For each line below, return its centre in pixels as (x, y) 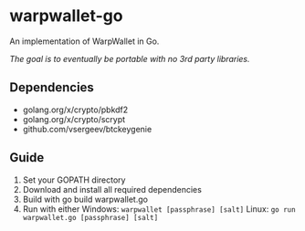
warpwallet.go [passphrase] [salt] (90, 217)
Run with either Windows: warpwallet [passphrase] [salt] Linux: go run (159, 209)
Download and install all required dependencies (112, 189)
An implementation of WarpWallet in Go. (84, 41)
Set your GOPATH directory (74, 180)
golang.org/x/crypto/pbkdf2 (75, 110)
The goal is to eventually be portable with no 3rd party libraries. (130, 58)
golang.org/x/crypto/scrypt (74, 119)
